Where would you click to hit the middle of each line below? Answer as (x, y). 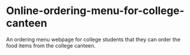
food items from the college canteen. (51, 46)
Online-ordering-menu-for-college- (95, 11)
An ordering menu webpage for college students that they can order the (93, 39)
